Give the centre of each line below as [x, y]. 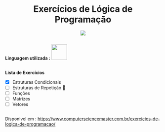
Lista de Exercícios [25, 72]
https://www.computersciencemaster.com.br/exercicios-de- [99, 119]
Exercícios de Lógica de [83, 9]
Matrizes [21, 99]
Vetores [20, 104]
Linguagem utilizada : [28, 58]
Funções [21, 93]
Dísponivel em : [21, 119]
